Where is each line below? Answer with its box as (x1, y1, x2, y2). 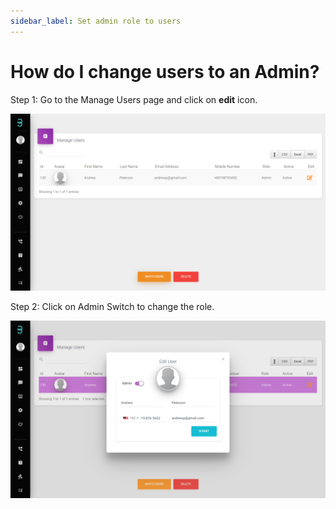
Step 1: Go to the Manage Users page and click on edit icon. (10, 93, 258, 105)
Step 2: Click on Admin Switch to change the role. (10, 301, 215, 313)
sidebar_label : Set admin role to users (10, 16, 182, 26)
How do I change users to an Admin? (10, 60, 320, 83)
